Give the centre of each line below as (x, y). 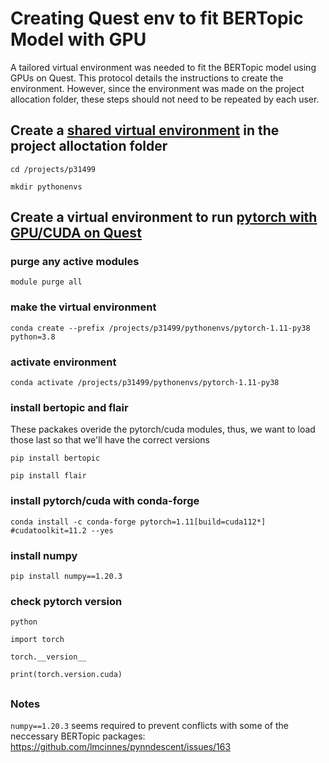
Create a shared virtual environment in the (145, 130)
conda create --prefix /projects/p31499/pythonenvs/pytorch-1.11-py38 (160, 328)
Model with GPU (78, 39)
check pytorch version (66, 601)
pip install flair (48, 476)
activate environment (63, 362)
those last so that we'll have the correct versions (110, 440)
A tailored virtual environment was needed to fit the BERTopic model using (163, 67)
